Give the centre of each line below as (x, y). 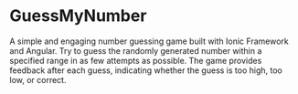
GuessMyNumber (78, 16)
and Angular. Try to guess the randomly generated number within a (136, 50)
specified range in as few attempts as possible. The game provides (136, 60)
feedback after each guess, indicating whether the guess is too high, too (146, 70)
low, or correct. (38, 79)
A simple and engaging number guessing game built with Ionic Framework (149, 41)
